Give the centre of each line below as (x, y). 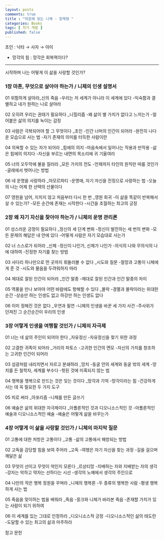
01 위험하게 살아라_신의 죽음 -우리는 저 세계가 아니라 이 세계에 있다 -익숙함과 (78, 98)
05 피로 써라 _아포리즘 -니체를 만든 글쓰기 (45, 397)
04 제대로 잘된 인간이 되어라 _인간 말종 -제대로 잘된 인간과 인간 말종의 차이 (76, 279)
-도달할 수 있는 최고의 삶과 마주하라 (39, 522)
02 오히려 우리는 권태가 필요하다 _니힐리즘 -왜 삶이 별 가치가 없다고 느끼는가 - (79, 115)
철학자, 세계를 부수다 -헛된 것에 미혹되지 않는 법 (64, 370)
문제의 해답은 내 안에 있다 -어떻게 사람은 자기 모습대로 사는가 (68, 235)
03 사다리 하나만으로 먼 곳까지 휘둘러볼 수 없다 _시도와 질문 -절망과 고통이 (75, 262)
